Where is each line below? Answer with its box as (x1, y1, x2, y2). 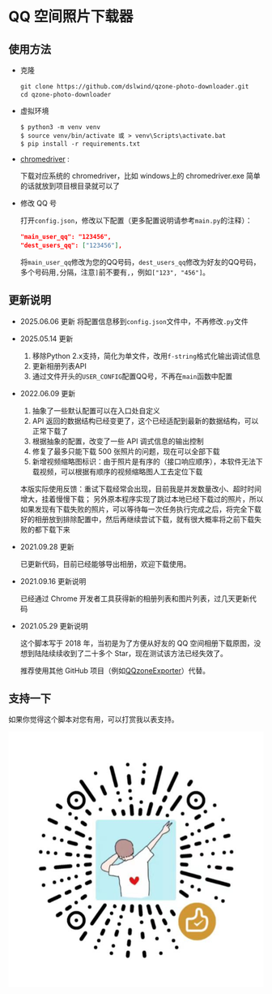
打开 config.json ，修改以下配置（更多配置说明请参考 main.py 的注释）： (19, 216, 253, 225)
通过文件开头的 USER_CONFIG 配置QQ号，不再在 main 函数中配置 (32, 371, 233, 381)
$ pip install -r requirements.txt (19, 140, 141, 148)
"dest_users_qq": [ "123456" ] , (19, 241, 123, 249)
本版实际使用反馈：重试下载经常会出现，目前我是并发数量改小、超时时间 (19, 484, 261, 494)
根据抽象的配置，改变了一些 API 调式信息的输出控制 (32, 436, 204, 446)
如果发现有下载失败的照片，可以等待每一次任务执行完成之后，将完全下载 (19, 504, 261, 514)
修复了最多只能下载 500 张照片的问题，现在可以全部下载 (32, 446, 220, 456)
